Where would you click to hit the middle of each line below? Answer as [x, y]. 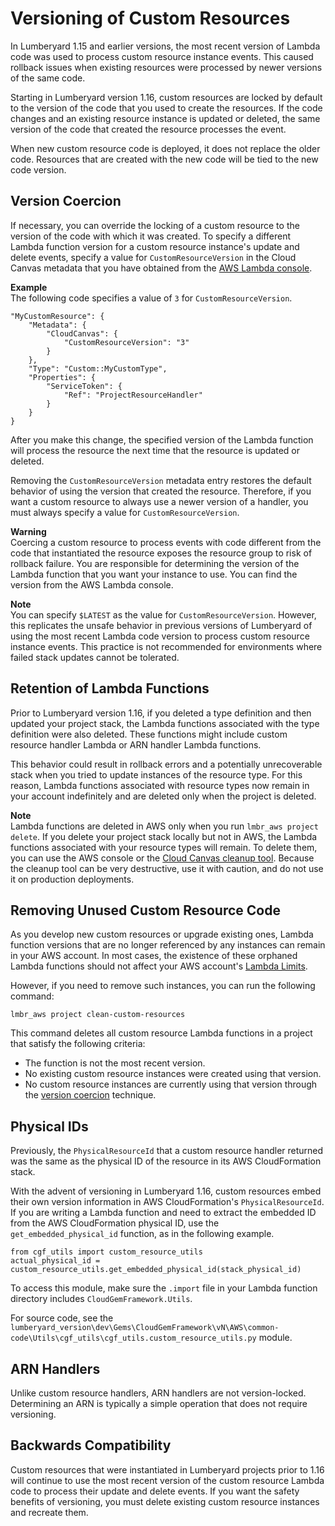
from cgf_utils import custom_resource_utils [106, 1252]
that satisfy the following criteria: [78, 1044]
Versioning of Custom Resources [150, 18]
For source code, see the [62, 1318]
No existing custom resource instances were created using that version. [173, 1074]
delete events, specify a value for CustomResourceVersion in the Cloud [153, 257]
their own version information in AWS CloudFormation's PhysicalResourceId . [167, 1202]
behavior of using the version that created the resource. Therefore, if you [161, 491]
